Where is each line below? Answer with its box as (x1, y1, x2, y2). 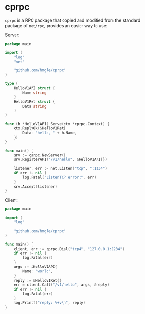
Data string (22, 104, 47, 109)
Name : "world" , (22, 269, 53, 274)
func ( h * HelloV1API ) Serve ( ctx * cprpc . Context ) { (5, 122, 110, 126)
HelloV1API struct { (14, 86, 55, 91)
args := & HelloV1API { (14, 265, 57, 269)
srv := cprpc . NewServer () (14, 153, 66, 157)
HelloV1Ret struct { (14, 99, 55, 104)
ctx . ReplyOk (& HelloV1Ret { (14, 126, 66, 131)
